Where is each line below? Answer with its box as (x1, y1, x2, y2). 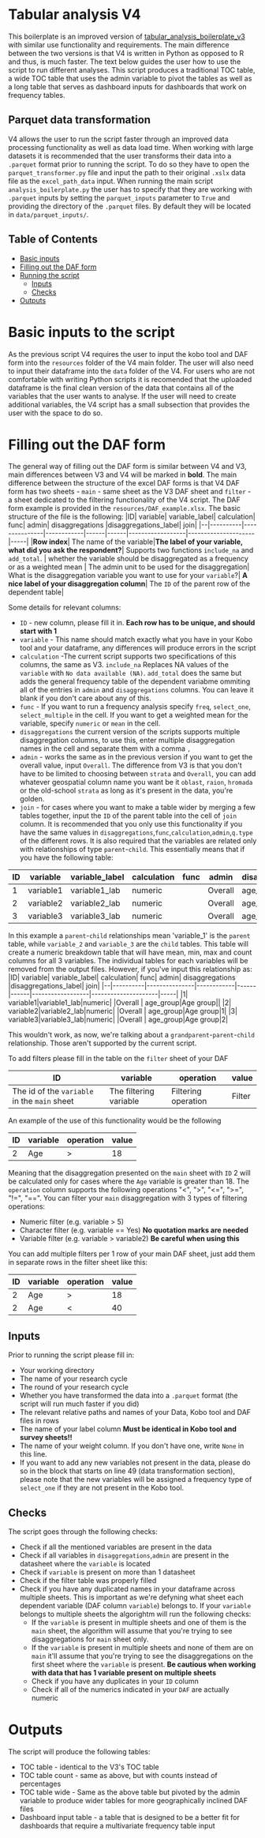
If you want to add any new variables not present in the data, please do (19, 1458, 251, 1468)
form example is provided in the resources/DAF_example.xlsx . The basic (8, 504, 241, 513)
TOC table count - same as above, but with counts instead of (19, 1771, 218, 1780)
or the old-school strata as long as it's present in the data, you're (19, 786, 233, 795)
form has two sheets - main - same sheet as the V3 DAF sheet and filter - (8, 487, 252, 497)
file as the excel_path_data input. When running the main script (8, 176, 214, 186)
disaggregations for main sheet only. (31, 1634, 149, 1644)
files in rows (19, 1416, 59, 1426)
